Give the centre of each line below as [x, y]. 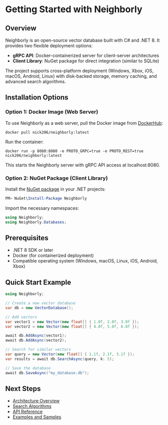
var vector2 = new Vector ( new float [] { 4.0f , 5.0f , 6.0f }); [72, 326]
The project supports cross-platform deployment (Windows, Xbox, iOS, [79, 71]
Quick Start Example [38, 282]
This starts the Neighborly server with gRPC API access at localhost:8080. [83, 165]
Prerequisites [27, 238]
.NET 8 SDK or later [33, 250]
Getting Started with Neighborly [74, 9]
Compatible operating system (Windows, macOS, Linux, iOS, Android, [85, 261]
